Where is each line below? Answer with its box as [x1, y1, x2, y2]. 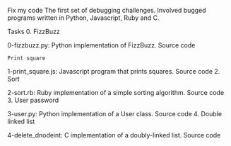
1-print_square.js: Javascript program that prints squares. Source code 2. [7, 67, 220, 75]
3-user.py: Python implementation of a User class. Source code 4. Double [7, 110, 223, 118]
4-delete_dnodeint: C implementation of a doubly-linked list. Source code [7, 131, 221, 139]
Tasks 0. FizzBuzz [7, 28, 60, 35]
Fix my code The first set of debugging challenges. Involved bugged [7, 6, 206, 14]
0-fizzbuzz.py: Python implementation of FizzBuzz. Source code [7, 41, 196, 49]
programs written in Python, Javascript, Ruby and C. [7, 13, 160, 22]
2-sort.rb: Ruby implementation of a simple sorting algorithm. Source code [7, 89, 225, 96]
